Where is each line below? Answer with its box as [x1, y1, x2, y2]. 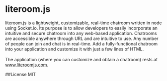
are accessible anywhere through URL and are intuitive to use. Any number [5, 36, 159, 41]
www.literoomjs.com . [5, 62, 49, 68]
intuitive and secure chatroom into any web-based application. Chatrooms [5, 30, 157, 36]
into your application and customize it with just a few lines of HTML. [5, 46, 144, 52]
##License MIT [5, 71, 36, 77]
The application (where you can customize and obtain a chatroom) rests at [5, 56, 158, 62]
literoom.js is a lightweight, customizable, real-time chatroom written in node [5, 20, 162, 26]
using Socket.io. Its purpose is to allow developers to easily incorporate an [5, 25, 158, 31]
